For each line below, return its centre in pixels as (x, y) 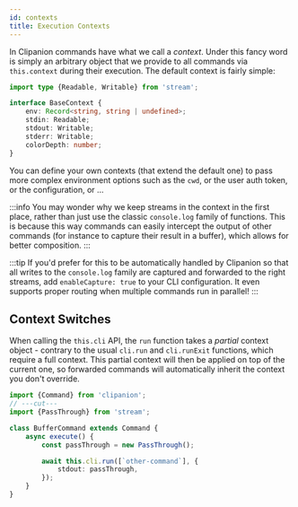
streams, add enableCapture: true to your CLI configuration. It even (135, 281)
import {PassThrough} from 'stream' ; (80, 412)
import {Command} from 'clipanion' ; (78, 396)
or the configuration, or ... (57, 189)
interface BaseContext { (56, 103)
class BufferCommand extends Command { (84, 428)
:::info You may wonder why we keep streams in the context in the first (140, 206)
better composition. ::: (50, 245)
